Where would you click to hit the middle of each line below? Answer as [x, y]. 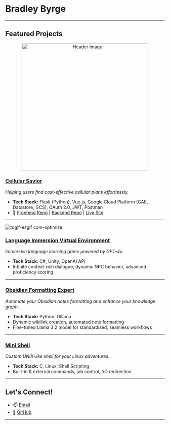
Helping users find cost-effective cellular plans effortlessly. [67, 192]
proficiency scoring [33, 272]
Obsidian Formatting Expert [40, 290]
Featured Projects [34, 34]
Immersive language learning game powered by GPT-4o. [65, 252]
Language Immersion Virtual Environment [58, 240]
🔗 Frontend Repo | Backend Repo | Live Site [58, 213]
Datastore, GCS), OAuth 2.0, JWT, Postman [57, 207]
